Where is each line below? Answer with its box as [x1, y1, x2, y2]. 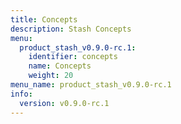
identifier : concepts [28, 52, 118, 62]
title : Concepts [10, 14, 78, 25]
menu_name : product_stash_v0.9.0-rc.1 [10, 80, 172, 90]
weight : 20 [28, 71, 74, 81]
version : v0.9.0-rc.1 [19, 98, 110, 108]
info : [10, 89, 33, 99]
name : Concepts [28, 61, 92, 71]
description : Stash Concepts [10, 24, 132, 34]
